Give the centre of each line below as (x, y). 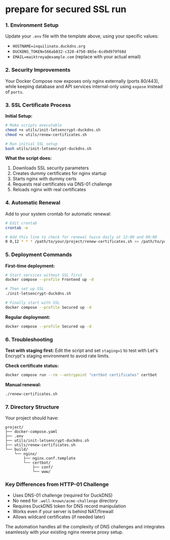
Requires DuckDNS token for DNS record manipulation (69, 506)
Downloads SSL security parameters (51, 168)
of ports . (14, 92)
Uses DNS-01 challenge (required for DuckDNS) (62, 495)
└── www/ (41, 472)
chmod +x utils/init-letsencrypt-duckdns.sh (53, 130)
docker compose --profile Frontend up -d (50, 280)
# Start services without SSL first (44, 275)
